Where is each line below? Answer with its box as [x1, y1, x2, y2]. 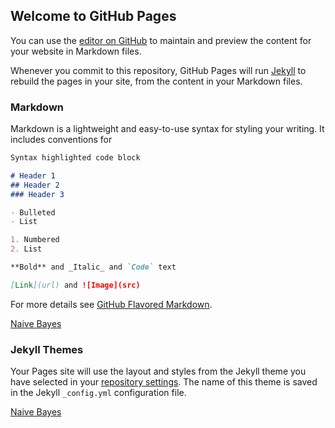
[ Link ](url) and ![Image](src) [10, 280, 141, 290]
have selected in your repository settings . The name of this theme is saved [10, 376, 318, 388]
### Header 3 [10, 189, 65, 199]
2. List [10, 244, 43, 254]
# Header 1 [10, 170, 56, 181]
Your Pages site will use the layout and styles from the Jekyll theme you [10, 365, 307, 378]
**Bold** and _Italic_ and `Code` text [10, 262, 177, 273]
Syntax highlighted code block [10, 153, 141, 163]
